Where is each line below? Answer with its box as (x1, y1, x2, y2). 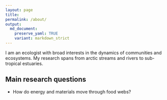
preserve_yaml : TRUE (14, 31, 58, 36)
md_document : (10, 26, 38, 31)
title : (5, 12, 19, 17)
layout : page (5, 7, 33, 13)
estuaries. (22, 60, 43, 66)
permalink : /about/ (5, 17, 47, 22)
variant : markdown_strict (14, 36, 70, 41)
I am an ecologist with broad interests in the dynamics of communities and (5, 49, 162, 56)
